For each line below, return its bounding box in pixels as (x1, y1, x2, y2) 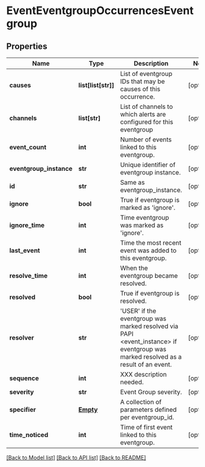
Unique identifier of (120, 160, 176, 169)
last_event (9, 246, 40, 255)
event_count (9, 143, 47, 151)
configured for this (120, 118, 174, 126)
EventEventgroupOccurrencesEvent (6, 4, 194, 18)
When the (120, 264, 148, 272)
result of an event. (120, 361, 172, 368)
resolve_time (9, 272, 48, 280)
